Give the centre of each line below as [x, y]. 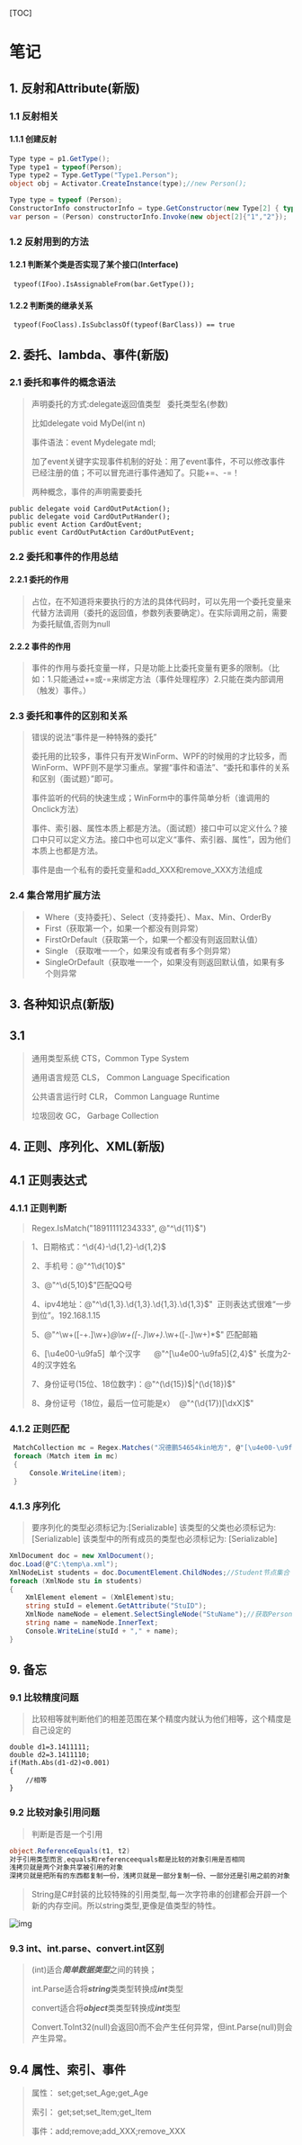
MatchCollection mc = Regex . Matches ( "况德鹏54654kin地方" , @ [127, 1448]
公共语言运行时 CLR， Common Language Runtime [125, 1096]
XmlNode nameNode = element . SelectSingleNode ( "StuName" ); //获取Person [159, 1615]
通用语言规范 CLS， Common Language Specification [131, 1077]
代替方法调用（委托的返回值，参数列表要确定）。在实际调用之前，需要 [159, 612]
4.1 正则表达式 [48, 1180]
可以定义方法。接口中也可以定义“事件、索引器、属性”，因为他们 [173, 840]
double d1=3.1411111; [50, 1747]
